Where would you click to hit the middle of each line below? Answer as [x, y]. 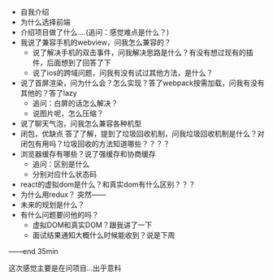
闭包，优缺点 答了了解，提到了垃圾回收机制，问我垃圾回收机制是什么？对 [142, 134]
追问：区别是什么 [61, 164]
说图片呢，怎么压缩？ [68, 113]
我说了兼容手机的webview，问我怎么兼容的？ [96, 42]
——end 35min [33, 251]
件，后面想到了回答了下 [71, 62]
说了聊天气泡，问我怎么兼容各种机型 [81, 123]
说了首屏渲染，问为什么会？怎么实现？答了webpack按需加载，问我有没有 [142, 83]
